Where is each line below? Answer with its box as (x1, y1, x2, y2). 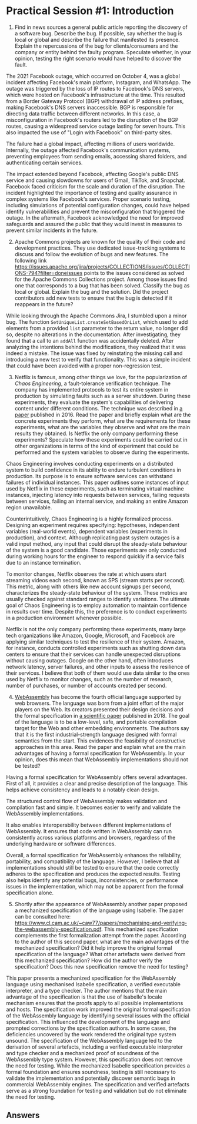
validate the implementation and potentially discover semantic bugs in (6, 1075, 175, 1082)
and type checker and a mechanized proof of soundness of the (6, 1049, 159, 1056)
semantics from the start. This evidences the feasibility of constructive (14, 737, 186, 744)
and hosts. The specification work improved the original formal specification (6, 1006, 191, 1013)
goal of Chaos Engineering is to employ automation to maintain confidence (6, 602, 187, 609)
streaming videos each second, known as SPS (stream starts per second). (6, 576, 186, 583)
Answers (6, 1110, 40, 1120)
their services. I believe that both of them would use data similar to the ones (6, 669, 190, 677)
